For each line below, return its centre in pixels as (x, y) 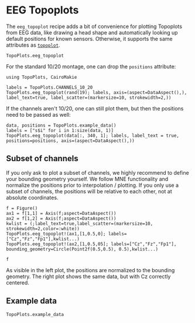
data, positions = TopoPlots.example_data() (61, 125)
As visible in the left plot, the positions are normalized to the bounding (90, 270)
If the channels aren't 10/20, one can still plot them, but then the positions (95, 108)
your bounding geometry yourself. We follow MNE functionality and (87, 179)
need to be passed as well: (38, 114)
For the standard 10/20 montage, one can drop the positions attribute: (91, 66)
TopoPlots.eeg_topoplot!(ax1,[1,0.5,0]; (56, 234)
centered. (18, 282)
